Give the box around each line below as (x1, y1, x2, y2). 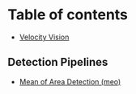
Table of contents (7, 6, 129, 24)
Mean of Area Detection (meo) (19, 76, 121, 86)
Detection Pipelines (7, 55, 108, 69)
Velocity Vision (19, 32, 70, 42)
